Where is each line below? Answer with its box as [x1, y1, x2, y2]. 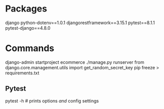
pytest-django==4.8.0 [5, 25, 51, 31]
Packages [5, 3, 48, 15]
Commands [5, 43, 55, 54]
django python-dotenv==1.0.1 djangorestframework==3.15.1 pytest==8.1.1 [5, 20, 155, 26]
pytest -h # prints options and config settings [5, 97, 99, 103]
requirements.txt [5, 70, 40, 76]
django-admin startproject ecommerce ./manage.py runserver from [5, 59, 144, 65]
